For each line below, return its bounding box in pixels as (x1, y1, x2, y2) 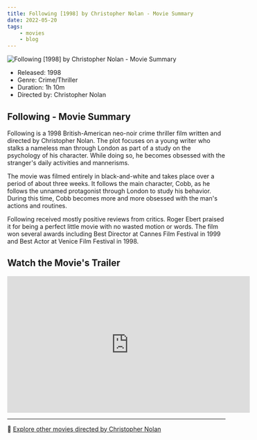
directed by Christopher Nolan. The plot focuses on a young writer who (7, 136, 211, 144)
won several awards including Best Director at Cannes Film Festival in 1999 (7, 230, 221, 238)
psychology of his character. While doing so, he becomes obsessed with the (7, 151, 225, 160)
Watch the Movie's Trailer (7, 257, 121, 269)
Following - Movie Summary (7, 110, 131, 122)
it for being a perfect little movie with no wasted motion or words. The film (7, 222, 218, 230)
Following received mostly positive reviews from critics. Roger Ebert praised (7, 214, 224, 223)
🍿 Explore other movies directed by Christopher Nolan (7, 425, 161, 433)
